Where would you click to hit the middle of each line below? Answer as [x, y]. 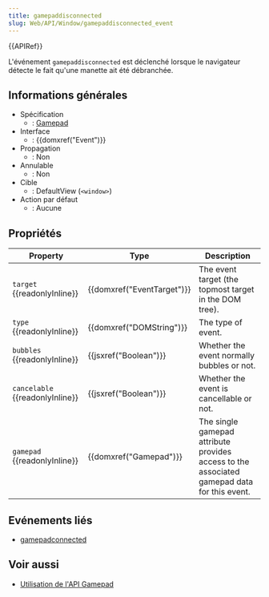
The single [219, 422]
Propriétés [35, 233]
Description [228, 256]
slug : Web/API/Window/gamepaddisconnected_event [91, 23]
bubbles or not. [227, 365]
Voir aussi [34, 565]
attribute [215, 442]
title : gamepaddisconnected [55, 16]
